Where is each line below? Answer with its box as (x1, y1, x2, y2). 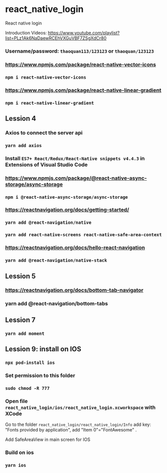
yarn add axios (5, 143, 42, 148)
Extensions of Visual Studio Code (5, 161, 88, 168)
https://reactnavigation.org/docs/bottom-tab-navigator (5, 287, 144, 294)
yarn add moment (5, 330, 45, 336)
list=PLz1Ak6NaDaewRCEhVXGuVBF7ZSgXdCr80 (5, 35, 107, 41)
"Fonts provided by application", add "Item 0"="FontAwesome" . (5, 427, 137, 433)
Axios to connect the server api (5, 129, 83, 136)
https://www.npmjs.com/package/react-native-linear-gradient (5, 87, 162, 94)
